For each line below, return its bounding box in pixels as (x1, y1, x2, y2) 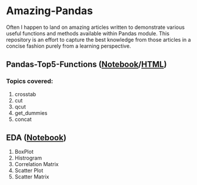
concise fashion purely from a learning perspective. (6, 42, 131, 49)
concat (14, 115, 32, 123)
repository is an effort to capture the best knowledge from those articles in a (6, 36, 191, 43)
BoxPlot (14, 148, 34, 156)
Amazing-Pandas (6, 4, 93, 18)
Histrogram (14, 154, 42, 161)
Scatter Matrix (14, 173, 49, 180)
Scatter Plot (14, 167, 44, 174)
